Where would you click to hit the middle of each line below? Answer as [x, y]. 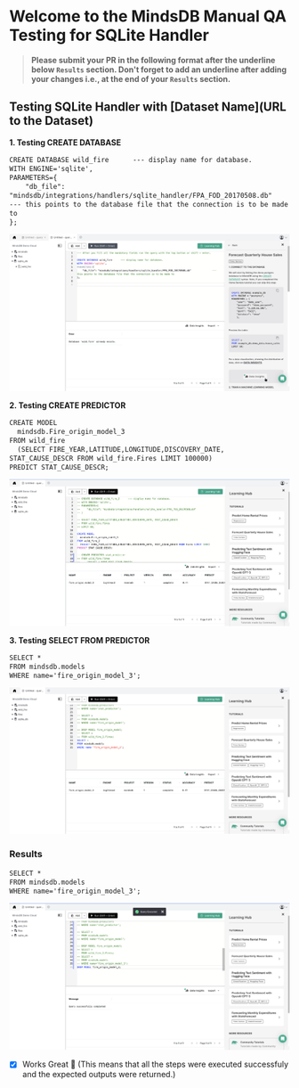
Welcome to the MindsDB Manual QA [148, 16]
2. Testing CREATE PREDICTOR [68, 405]
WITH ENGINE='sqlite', [51, 168]
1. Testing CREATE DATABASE [65, 142]
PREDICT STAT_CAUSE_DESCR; [59, 467]
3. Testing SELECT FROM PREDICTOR [80, 641]
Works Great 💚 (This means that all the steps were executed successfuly [155, 1064]
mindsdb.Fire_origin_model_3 [71, 431]
